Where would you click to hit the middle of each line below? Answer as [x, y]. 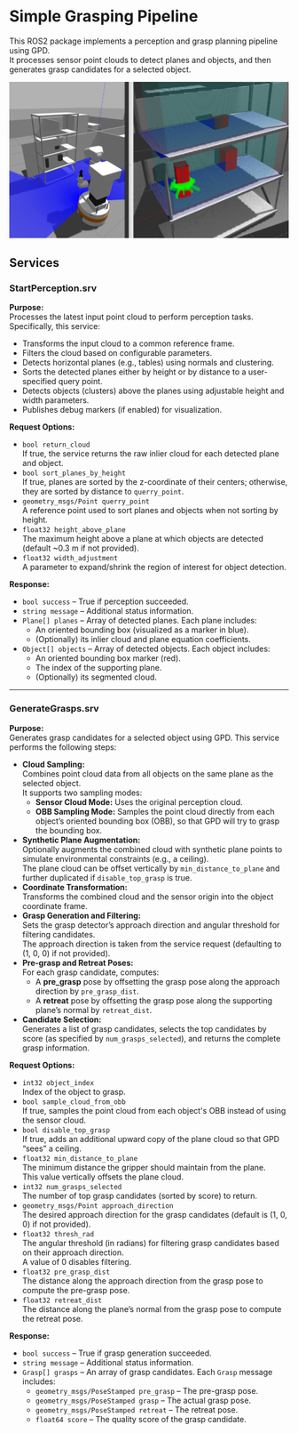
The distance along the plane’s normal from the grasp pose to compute [152, 1308]
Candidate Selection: [62, 1019]
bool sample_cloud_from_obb [74, 1102]
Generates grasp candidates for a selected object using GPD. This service [144, 737]
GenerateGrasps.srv [54, 709]
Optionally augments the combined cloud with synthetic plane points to [152, 849]
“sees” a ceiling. [51, 1148]
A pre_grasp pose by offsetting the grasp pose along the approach [157, 981]
